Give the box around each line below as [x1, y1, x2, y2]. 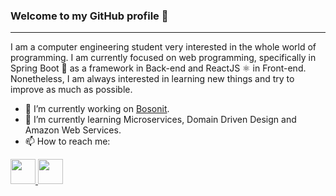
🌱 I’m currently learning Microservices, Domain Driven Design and [24, 114, 297, 126]
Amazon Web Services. [24, 124, 122, 136]
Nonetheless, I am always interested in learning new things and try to [10, 73, 295, 85]
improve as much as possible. [10, 84, 133, 96]
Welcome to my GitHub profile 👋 [10, 9, 169, 23]
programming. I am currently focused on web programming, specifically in [10, 52, 317, 64]
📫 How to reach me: [24, 135, 111, 148]
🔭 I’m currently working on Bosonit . [24, 103, 170, 115]
